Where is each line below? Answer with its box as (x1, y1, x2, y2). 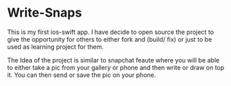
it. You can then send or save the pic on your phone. (7, 71, 156, 79)
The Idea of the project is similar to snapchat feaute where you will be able (7, 55, 220, 64)
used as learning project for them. (7, 42, 104, 51)
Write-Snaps (7, 5, 82, 21)
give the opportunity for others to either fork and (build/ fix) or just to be (7, 35, 212, 43)
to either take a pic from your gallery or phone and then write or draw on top (7, 63, 225, 71)
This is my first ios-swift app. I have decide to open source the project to (7, 28, 214, 36)
